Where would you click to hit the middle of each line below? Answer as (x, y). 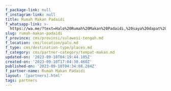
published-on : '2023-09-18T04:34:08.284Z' (51, 66)
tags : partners (21, 80)
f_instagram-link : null (31, 15)
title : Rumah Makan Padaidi (35, 19)
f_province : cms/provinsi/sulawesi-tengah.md (54, 38)
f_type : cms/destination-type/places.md (49, 48)
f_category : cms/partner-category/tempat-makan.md (60, 52)
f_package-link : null (28, 10)
